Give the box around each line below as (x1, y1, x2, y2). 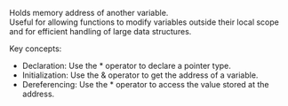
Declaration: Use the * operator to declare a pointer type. (21, 61, 231, 71)
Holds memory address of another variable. (9, 8, 169, 18)
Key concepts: (9, 43, 62, 54)
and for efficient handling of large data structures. (9, 26, 192, 36)
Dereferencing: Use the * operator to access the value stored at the (21, 79, 269, 89)
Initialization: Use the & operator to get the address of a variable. (21, 70, 259, 80)
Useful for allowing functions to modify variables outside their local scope (9, 17, 280, 27)
